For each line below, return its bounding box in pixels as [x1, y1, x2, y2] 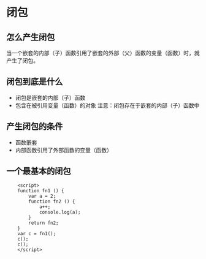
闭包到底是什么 [6, 77, 63, 87]
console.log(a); [39, 209, 81, 216]
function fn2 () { [28, 198, 75, 205]
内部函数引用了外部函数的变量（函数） [15, 146, 112, 154]
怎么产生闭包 [6, 32, 55, 42]
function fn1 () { [17, 188, 64, 194]
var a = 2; [28, 193, 56, 200]
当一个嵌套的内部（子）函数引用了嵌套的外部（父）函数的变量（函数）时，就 [6, 50, 200, 56]
